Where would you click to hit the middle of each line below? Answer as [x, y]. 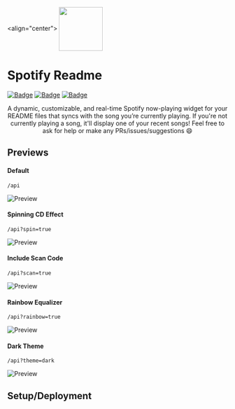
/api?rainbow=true [34, 317]
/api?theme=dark [31, 361]
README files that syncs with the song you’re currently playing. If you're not [117, 116]
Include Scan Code [35, 258]
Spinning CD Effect [36, 214]
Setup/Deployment [50, 396]
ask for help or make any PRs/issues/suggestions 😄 [117, 130]
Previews [28, 153]
